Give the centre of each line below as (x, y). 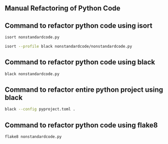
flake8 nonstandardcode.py (33, 137)
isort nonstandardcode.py (32, 38)
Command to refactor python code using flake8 (81, 125)
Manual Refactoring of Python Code (63, 8)
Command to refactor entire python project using (84, 90)
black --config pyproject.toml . (40, 109)
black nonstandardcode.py (32, 74)
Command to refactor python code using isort (79, 26)
